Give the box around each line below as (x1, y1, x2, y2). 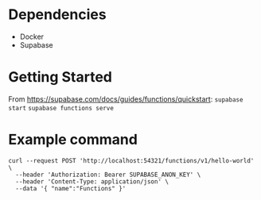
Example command (8, 131, 138, 148)
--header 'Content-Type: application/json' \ (15, 177, 169, 186)
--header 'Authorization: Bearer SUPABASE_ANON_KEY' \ (15, 171, 201, 179)
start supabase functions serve (8, 104, 114, 112)
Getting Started (8, 68, 113, 87)
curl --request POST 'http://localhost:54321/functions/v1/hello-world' (8, 156, 255, 164)
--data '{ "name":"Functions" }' (15, 184, 127, 192)
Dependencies (8, 6, 107, 24)
